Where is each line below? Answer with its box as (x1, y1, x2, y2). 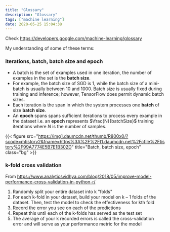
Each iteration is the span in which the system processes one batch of (12, 102, 159, 108)
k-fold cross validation (5, 162, 62, 169)
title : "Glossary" (5, 7, 44, 13)
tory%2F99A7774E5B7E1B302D (5, 144, 72, 150)
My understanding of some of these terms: (5, 45, 95, 51)
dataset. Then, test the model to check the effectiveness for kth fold (12, 199, 155, 205)
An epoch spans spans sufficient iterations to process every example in (12, 112, 162, 119)
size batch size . (12, 107, 47, 113)
